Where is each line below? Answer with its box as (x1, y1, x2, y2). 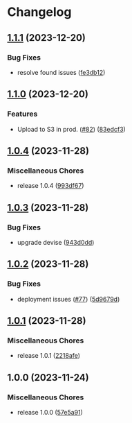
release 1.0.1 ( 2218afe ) (17, 352, 81, 360)
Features (7, 109, 38, 119)
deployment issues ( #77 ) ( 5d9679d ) (17, 295, 120, 303)
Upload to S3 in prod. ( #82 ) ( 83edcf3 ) (17, 125, 126, 133)
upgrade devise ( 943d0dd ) (17, 238, 95, 246)
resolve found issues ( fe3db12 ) (17, 68, 106, 76)
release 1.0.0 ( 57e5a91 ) (17, 408, 83, 416)
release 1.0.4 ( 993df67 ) (17, 182, 84, 190)
